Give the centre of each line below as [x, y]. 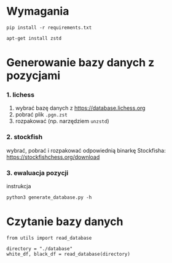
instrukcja [19, 186]
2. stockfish [25, 137]
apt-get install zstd [34, 38]
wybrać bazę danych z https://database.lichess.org [80, 108]
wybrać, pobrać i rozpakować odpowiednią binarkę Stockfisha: [86, 150]
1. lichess [21, 95]
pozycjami [33, 76]
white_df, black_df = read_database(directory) [68, 254]
